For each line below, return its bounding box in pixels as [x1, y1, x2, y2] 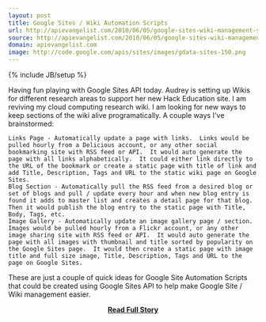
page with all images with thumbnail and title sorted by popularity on [8, 238, 253, 246]
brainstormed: [8, 119, 55, 128]
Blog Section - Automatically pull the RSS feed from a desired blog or [8, 183, 253, 191]
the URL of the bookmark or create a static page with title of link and [8, 162, 257, 170]
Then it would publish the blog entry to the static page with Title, [8, 203, 246, 211]
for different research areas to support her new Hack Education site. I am [8, 94, 247, 103]
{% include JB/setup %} [8, 70, 87, 79]
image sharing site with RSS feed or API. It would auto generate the [8, 231, 249, 239]
